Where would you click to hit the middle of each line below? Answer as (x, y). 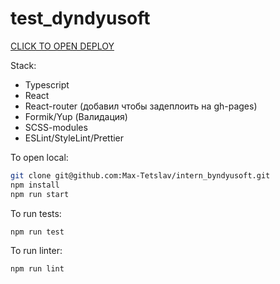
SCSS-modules (56, 127)
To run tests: (36, 213)
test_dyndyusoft (80, 18)
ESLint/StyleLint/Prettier (74, 138)
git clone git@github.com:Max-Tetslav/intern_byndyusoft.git (140, 175)
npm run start (40, 194)
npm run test (37, 232)
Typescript (47, 84)
